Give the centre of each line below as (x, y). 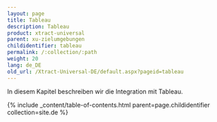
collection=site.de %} (38, 112)
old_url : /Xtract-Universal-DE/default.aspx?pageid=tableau (96, 71)
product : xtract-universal (46, 33)
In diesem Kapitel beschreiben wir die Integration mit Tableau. (95, 91)
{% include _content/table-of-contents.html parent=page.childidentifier (108, 105)
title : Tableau (29, 20)
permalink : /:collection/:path (52, 53)
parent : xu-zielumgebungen (46, 40)
